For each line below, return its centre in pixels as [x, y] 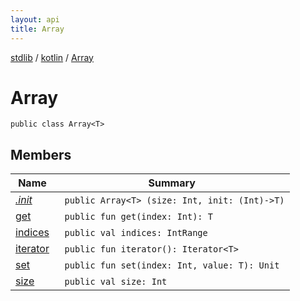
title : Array [37, 29]
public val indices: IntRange [136, 233]
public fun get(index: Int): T [138, 217]
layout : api [35, 19]
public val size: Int [116, 282]
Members [41, 154]
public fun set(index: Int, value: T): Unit [172, 265]
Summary [172, 183]
